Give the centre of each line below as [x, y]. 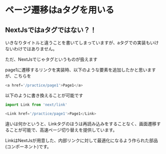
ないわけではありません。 [31, 49]
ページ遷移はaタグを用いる [60, 10]
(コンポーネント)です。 [28, 147]
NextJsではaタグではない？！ [51, 30]
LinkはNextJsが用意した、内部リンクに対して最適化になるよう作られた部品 [82, 140]
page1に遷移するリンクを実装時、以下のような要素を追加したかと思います [81, 70]
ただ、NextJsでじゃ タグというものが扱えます [51, 59]
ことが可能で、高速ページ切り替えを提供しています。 [63, 130]
